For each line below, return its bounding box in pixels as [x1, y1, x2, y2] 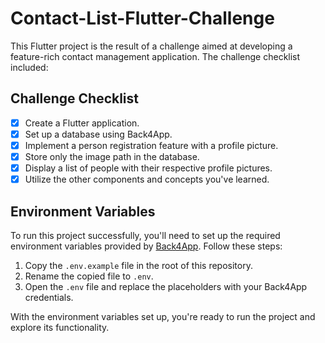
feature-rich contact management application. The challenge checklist [10, 50, 301, 62]
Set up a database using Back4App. [24, 128, 173, 140]
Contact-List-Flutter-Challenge [10, 7, 275, 30]
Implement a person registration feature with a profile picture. [24, 139, 279, 151]
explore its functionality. [10, 321, 110, 333]
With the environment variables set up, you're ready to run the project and [10, 310, 316, 322]
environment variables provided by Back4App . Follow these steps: [10, 240, 283, 252]
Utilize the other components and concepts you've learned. [24, 173, 270, 186]
